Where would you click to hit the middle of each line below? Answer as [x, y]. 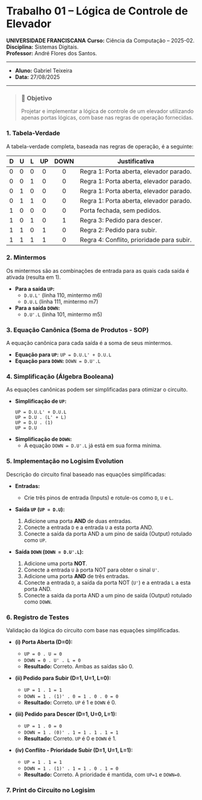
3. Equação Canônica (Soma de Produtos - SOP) [78, 330]
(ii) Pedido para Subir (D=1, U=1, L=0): [63, 678]
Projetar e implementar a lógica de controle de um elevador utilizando [107, 111]
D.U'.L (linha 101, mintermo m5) [63, 314]
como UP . [35, 540]
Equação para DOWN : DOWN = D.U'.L [58, 361]
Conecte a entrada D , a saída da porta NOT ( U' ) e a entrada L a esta [107, 582]
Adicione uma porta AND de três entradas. [77, 576]
